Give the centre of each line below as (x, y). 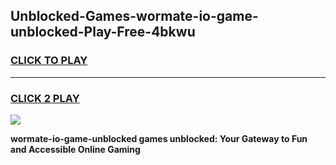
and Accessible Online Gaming (75, 149)
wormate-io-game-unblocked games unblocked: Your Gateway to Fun (159, 138)
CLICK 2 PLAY (45, 98)
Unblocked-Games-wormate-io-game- (134, 16)
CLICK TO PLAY (49, 61)
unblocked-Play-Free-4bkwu (103, 32)
